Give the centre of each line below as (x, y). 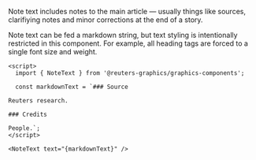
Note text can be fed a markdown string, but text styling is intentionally (123, 35)
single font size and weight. (53, 52)
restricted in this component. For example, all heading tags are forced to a (128, 43)
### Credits (28, 114)
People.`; (24, 128)
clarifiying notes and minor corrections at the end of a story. (106, 20)
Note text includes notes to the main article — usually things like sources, (127, 11)
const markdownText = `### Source (72, 87)
